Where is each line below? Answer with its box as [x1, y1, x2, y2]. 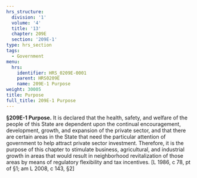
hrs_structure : [6, 8, 44, 15]
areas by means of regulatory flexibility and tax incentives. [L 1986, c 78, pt [6, 158, 191, 165]
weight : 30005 [6, 87, 42, 93]
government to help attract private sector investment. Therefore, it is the [6, 139, 184, 146]
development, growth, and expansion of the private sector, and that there [6, 127, 186, 134]
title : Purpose [6, 92, 44, 98]
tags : [6, 48, 20, 54]
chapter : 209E [11, 31, 47, 37]
